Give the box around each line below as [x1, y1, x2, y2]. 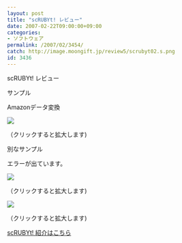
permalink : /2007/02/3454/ [7, 42, 84, 48]
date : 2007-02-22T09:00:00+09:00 [7, 23, 102, 29]
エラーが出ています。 [7, 159, 67, 167]
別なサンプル [7, 145, 43, 153]
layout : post [7, 10, 44, 17]
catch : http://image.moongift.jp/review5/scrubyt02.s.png [7, 48, 175, 55]
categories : [7, 29, 41, 36]
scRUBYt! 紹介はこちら [7, 228, 72, 236]
